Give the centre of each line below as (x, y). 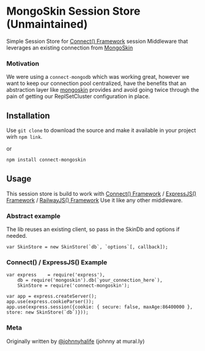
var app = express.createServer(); (52, 297)
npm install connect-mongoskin (46, 160)
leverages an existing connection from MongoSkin (70, 48)
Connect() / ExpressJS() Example (57, 262)
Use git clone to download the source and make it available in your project (101, 130)
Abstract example (33, 216)
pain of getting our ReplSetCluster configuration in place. (78, 97)
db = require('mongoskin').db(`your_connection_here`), (90, 280)
